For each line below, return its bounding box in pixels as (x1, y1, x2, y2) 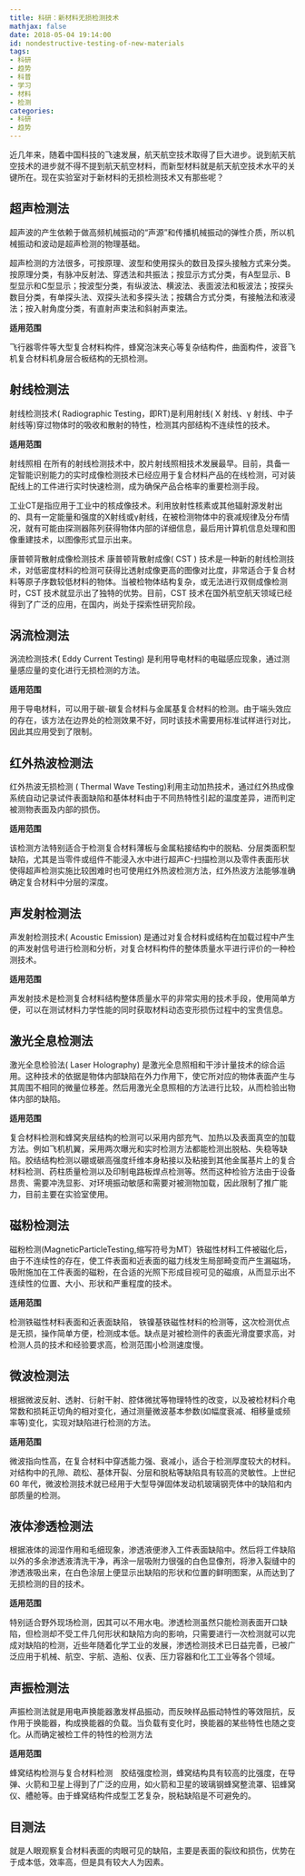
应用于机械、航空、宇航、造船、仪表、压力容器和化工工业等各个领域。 (16, 1651, 280, 1663)
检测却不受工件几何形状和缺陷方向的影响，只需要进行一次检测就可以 (33, 1628, 288, 1640)
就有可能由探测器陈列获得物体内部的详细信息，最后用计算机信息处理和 (25, 522, 288, 533)
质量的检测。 (16, 1489, 65, 1500)
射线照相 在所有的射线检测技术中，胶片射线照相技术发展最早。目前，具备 (9, 458, 282, 469)
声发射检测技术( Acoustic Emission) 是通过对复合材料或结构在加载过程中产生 (9, 932, 295, 943)
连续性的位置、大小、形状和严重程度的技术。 (9, 1277, 177, 1288)
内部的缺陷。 (16, 1093, 65, 1104)
